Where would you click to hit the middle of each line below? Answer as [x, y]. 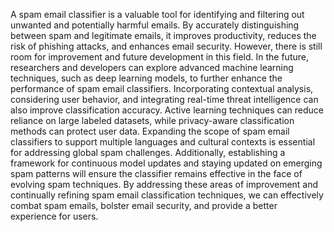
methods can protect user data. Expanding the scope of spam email [150, 131]
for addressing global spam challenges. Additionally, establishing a [148, 152]
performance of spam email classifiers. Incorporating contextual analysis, [162, 88]
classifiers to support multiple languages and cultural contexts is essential [163, 142]
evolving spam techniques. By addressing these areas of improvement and [164, 184]
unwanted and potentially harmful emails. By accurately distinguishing [155, 25]
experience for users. [54, 216]
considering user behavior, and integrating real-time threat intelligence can [164, 99]
